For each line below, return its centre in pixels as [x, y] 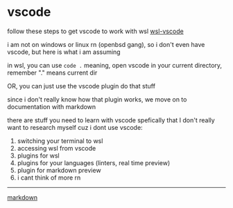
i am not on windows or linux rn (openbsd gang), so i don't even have [106, 44]
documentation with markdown [52, 106]
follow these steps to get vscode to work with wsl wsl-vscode [95, 31]
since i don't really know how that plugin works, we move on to [97, 99]
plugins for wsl [38, 155]
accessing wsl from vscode [57, 148]
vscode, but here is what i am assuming [64, 52]
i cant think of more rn [49, 178]
